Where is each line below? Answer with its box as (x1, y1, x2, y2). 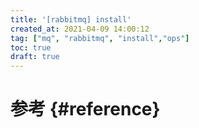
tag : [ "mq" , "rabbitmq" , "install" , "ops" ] (10, 33, 190, 43)
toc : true (10, 42, 52, 53)
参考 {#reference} (10, 98, 161, 121)
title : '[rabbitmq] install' (10, 14, 132, 25)
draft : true (10, 52, 60, 62)
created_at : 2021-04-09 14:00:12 (10, 24, 150, 34)
